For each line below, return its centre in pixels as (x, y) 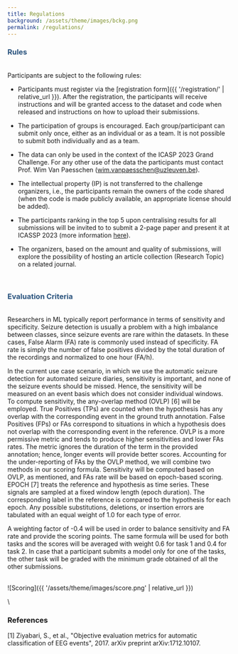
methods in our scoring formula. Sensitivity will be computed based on (111, 469)
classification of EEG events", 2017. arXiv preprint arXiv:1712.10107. (104, 643)
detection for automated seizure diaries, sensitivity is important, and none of (119, 378)
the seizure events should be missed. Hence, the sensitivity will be (105, 386)
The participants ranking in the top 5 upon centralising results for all (117, 220)
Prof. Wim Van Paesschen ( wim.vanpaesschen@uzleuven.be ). (109, 170)
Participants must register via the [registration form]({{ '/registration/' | (121, 89)
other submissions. (35, 566)
